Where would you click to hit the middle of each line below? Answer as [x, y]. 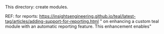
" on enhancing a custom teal [129, 21]
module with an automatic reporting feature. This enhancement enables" [78, 26]
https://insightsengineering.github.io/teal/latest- [87, 16]
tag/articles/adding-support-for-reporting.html [52, 21]
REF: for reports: [22, 16]
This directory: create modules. [37, 7]
